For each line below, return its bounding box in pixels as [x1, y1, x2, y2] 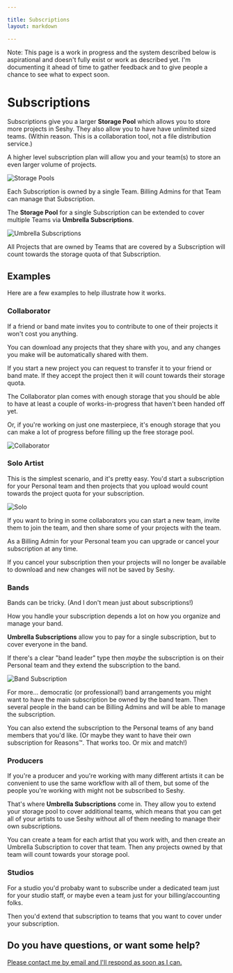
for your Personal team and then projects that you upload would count [7, 482, 209, 490]
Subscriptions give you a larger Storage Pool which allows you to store [7, 118, 211, 126]
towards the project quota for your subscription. [7, 489, 145, 498]
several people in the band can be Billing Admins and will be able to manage [7, 703, 226, 711]
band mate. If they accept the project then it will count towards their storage [7, 371, 225, 379]
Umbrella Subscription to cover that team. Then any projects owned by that [7, 843, 223, 851]
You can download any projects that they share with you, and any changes [7, 342, 221, 351]
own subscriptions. [7, 822, 62, 830]
